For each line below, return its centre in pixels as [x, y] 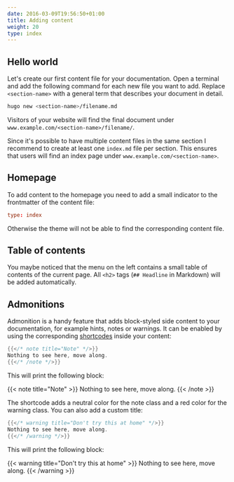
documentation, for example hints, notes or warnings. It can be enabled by [115, 329]
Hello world [33, 61]
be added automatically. [42, 282]
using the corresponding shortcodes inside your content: [89, 336]
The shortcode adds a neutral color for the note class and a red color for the [117, 402]
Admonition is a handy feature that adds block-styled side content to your [113, 321]
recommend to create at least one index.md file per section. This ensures [112, 148]
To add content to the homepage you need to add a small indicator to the [112, 194]
